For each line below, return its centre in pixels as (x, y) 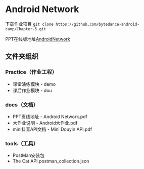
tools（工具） (22, 143)
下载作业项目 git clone (30, 24)
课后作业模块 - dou (32, 90)
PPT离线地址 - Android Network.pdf (50, 117)
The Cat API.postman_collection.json (51, 161)
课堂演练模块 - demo (34, 84)
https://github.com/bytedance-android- (98, 24)
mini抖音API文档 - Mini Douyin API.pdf (52, 129)
